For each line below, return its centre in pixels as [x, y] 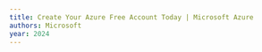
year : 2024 [30, 33]
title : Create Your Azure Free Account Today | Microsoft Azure [131, 17]
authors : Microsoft [46, 26]
